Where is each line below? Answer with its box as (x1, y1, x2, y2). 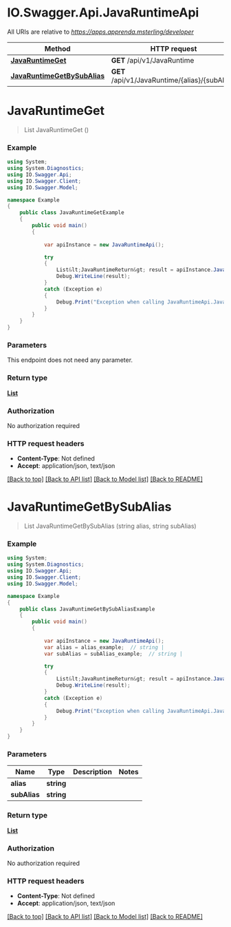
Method (44, 43, 71, 53)
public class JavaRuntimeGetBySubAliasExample (19, 606, 155, 612)
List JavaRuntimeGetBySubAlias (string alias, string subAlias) (23, 522, 197, 531)
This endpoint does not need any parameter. (7, 356, 133, 364)
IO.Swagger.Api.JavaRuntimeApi (7, 5, 199, 21)
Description (73, 767, 112, 777)
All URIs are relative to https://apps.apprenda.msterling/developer (7, 28, 194, 36)
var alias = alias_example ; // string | (43, 643, 165, 651)
